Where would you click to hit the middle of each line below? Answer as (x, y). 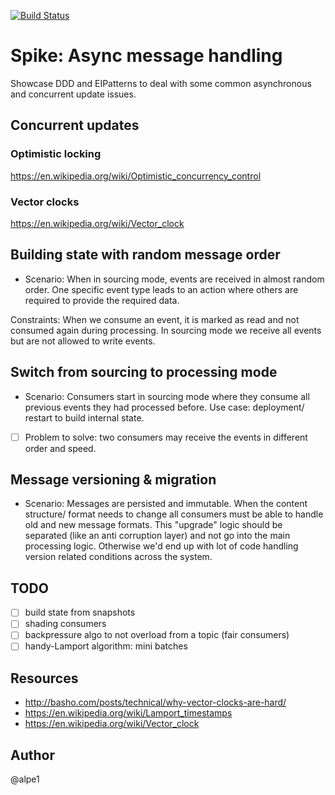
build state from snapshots (80, 612)
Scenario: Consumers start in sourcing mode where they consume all (167, 396)
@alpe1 (25, 779)
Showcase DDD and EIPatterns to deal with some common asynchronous (161, 83)
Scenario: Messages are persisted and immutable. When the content (166, 504)
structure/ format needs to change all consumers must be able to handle (174, 514)
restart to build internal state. (84, 417)
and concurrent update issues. (73, 94)
